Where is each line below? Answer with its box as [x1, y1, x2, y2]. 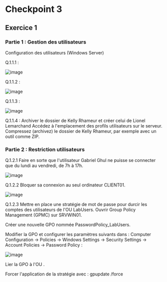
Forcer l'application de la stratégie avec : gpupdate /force [5, 271, 123, 277]
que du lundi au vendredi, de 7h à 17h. [5, 162, 83, 168]
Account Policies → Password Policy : [5, 242, 83, 248]
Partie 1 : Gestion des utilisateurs [5, 38, 86, 45]
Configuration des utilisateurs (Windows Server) [5, 49, 104, 55]
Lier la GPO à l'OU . [5, 261, 45, 267]
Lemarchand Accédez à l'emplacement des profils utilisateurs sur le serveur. [5, 122, 163, 128]
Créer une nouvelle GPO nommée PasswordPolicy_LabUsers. [5, 221, 131, 228]
